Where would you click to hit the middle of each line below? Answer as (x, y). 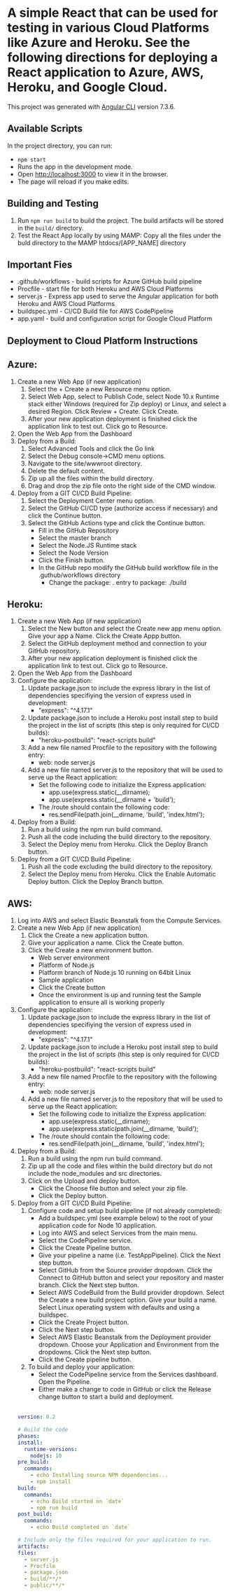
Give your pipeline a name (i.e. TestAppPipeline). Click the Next (129, 1256)
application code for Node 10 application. (98, 1226)
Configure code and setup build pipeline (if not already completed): (125, 1211)
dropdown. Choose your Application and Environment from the (128, 1345)
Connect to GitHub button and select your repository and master (131, 1278)
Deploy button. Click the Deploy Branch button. (96, 882)
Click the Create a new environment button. (91, 950)
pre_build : (33, 1462)
